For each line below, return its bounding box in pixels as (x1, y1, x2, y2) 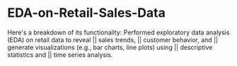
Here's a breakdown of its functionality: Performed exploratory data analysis (7, 28, 230, 37)
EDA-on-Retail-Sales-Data (7, 5, 166, 21)
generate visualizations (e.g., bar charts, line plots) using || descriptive (7, 43, 213, 51)
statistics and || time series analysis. (7, 51, 113, 59)
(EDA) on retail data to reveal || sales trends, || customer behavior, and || (7, 35, 218, 44)
